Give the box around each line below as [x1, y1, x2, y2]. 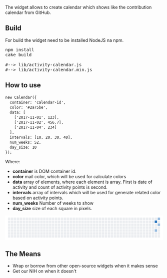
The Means [5, 250, 41, 259]
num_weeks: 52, [9, 140, 41, 145]
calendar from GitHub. [5, 9, 51, 15]
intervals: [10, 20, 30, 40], [9, 135, 72, 140]
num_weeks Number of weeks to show [12, 200, 94, 206]
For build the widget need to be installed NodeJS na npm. [5, 37, 124, 43]
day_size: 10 [9, 145, 37, 150]
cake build [5, 52, 32, 57]
